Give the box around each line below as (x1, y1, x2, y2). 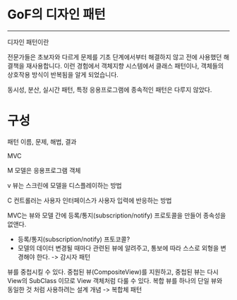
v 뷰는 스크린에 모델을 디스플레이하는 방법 (7, 181, 122, 189)
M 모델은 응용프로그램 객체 (7, 166, 81, 174)
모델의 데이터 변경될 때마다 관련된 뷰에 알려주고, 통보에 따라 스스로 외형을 (17, 244, 219, 252)
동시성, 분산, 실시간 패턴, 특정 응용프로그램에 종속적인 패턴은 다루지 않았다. (7, 85, 212, 94)
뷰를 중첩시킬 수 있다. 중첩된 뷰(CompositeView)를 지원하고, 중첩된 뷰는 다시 (7, 268, 219, 276)
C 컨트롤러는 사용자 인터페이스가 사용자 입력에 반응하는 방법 (7, 196, 172, 205)
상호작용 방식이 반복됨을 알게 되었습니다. (7, 70, 119, 78)
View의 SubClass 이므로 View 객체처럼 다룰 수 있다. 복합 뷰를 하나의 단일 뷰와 (7, 276, 223, 284)
